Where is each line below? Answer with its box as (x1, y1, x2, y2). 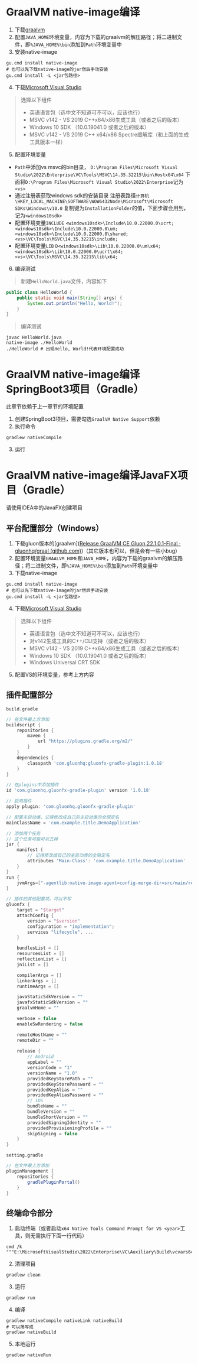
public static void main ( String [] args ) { (16, 295, 123, 301)
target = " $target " (16, 907, 65, 913)
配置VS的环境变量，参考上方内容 (14, 671, 94, 678)
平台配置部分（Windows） (6, 523, 104, 533)
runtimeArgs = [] (16, 983, 60, 989)
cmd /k (6, 1244, 22, 1250)
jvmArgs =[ (16, 880, 41, 886)
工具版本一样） (29, 138, 66, 145)
